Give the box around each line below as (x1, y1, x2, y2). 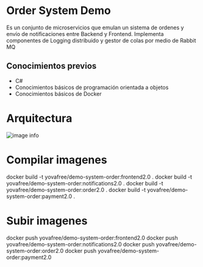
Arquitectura (6, 111, 73, 125)
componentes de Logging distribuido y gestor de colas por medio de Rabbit (6, 37, 196, 44)
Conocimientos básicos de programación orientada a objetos (15, 84, 169, 91)
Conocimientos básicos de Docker (15, 90, 102, 98)
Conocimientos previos (6, 61, 97, 71)
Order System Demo (6, 4, 111, 18)
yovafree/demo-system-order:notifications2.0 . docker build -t (6, 179, 163, 187)
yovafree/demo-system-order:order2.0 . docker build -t (6, 186, 146, 193)
